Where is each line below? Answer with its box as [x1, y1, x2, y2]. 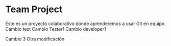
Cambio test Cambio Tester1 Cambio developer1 [5, 26, 106, 32]
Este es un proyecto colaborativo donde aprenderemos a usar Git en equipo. [5, 20, 166, 27]
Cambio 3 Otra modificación [5, 36, 65, 42]
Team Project [5, 4, 63, 15]
